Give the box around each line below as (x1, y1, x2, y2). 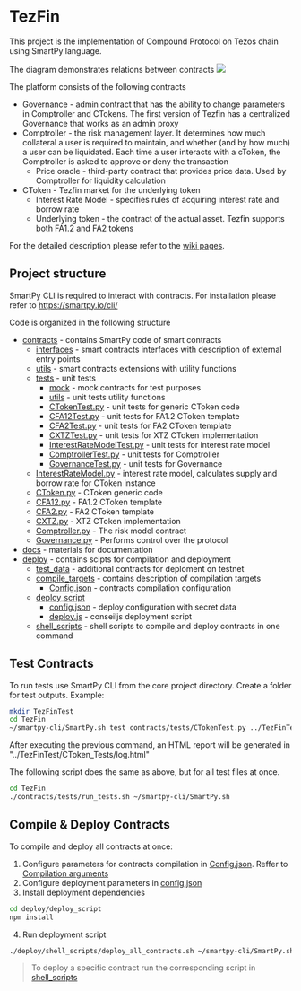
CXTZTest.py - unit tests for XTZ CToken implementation (48, 429, 259, 441)
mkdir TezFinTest (9, 706, 74, 715)
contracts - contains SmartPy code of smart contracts (21, 334, 222, 345)
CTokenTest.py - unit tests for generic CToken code (48, 401, 240, 412)
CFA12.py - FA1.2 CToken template (35, 496, 163, 507)
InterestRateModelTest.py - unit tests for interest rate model (48, 439, 271, 450)
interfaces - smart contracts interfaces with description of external (35, 344, 282, 355)
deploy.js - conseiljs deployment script (48, 610, 193, 621)
